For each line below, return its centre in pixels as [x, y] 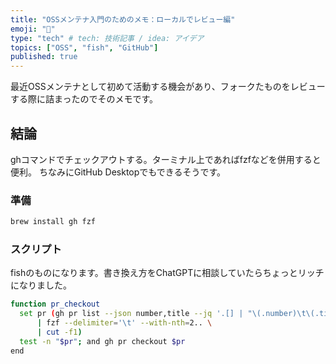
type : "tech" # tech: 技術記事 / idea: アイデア [107, 38]
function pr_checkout [55, 304]
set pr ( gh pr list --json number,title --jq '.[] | [131, 314]
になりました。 [41, 285]
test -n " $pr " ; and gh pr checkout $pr [102, 341]
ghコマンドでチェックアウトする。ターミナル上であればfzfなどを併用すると [166, 159]
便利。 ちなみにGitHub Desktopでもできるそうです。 [118, 172]
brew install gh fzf [53, 222]
